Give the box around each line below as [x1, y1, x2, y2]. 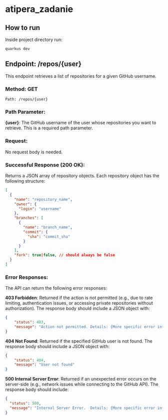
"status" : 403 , [14, 320, 46, 325]
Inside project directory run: [5, 36, 62, 42]
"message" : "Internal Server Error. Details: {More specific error [9, 406, 155, 411]
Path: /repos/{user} [5, 97, 48, 102]
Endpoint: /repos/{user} [5, 60, 81, 68]
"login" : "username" [18, 206, 61, 211]
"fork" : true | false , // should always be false [14, 253, 115, 258]
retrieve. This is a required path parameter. [5, 125, 93, 131]
